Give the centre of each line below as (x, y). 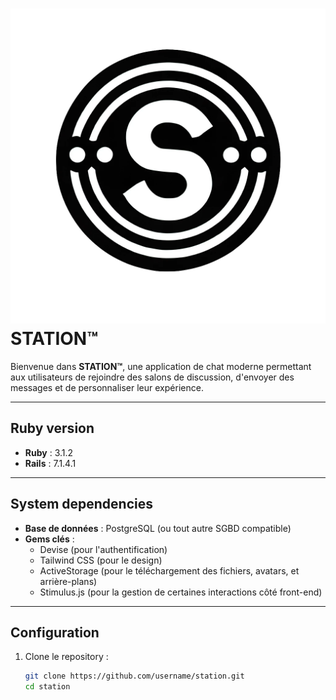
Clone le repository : (66, 657)
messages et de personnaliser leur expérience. (107, 387)
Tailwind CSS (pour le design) (101, 560)
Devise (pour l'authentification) (103, 549)
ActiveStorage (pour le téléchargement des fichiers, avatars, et (169, 570)
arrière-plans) (68, 581)
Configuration (55, 632)
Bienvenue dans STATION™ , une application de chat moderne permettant (161, 366)
